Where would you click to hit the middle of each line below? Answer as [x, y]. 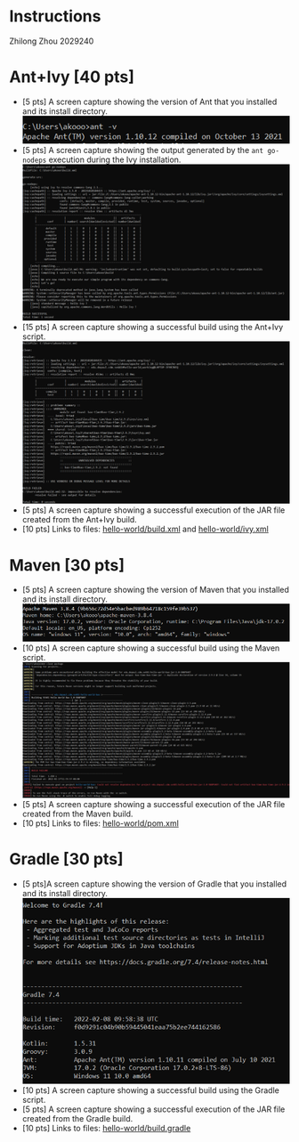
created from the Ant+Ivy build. [80, 520]
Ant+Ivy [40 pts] [72, 77]
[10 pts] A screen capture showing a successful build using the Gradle [151, 1090]
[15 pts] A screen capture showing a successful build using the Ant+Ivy [153, 328]
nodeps [34, 160]
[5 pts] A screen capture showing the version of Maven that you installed [155, 590]
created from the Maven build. [77, 814]
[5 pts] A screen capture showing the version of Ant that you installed [149, 101]
